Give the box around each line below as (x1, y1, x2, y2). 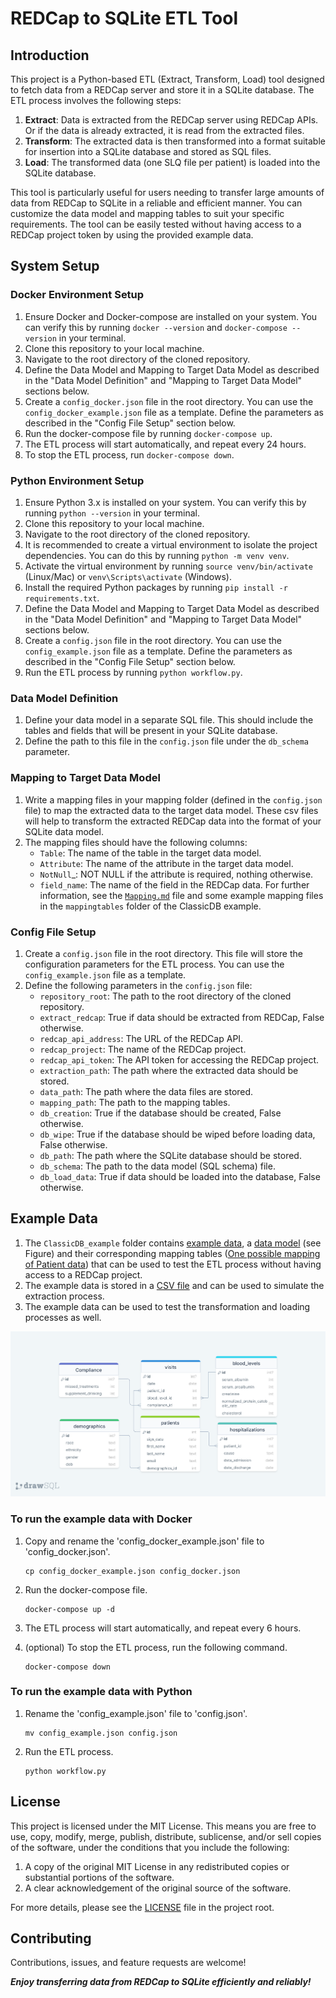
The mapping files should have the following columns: (24, 836, 248, 848)
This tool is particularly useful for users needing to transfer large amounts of (10, 187, 325, 198)
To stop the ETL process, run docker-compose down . (24, 448, 235, 461)
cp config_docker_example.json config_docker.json (24, 1566, 241, 1576)
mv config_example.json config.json (24, 1728, 178, 1738)
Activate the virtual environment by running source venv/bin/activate (24, 560, 313, 572)
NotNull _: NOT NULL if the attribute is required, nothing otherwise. (39, 868, 314, 880)
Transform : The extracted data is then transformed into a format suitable (24, 135, 326, 147)
